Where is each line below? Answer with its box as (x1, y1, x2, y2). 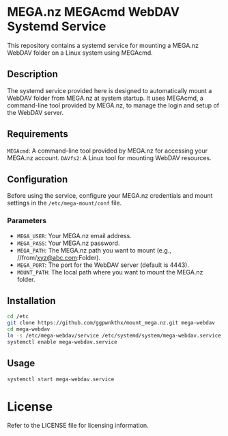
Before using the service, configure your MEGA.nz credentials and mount (7, 192, 213, 200)
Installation (7, 295, 56, 307)
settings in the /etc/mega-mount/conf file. (7, 199, 122, 207)
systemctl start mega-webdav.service (7, 376, 115, 383)
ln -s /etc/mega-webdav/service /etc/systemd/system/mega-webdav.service (7, 333, 222, 339)
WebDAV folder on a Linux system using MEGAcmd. (7, 49, 154, 57)
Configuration (7, 173, 68, 185)
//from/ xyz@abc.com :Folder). (16, 253, 101, 261)
